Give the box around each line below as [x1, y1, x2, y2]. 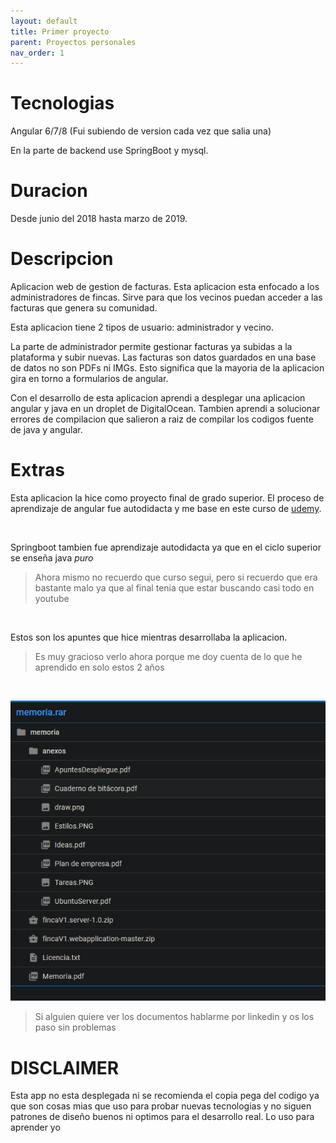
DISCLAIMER [10, 1056, 120, 1079]
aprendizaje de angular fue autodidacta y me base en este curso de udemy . [10, 503, 322, 514]
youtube [34, 593, 70, 604]
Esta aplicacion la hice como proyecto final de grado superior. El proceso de [10, 492, 325, 504]
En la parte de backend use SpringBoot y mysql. [10, 145, 209, 157]
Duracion [10, 180, 88, 202]
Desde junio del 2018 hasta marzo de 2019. [10, 213, 188, 225]
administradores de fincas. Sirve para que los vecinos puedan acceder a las [10, 291, 323, 304]
